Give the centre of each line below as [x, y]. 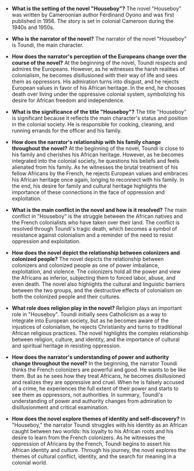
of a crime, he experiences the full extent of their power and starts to [95, 388]
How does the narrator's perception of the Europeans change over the [99, 56]
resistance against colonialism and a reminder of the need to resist [92, 235]
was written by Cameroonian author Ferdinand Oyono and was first [93, 15]
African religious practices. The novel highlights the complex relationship [100, 333]
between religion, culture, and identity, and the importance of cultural [96, 339]
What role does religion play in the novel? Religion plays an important [97, 308]
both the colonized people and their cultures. [66, 297]
